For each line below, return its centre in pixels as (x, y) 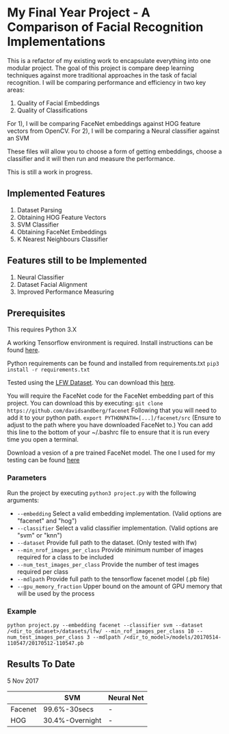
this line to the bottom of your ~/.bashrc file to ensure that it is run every (108, 432)
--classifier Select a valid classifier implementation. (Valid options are (118, 528)
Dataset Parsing (40, 210)
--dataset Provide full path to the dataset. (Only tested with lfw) (107, 542)
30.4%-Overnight (72, 720)
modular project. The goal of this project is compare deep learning (101, 68)
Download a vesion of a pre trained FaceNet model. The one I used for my (111, 453)
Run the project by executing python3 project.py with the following (102, 493)
